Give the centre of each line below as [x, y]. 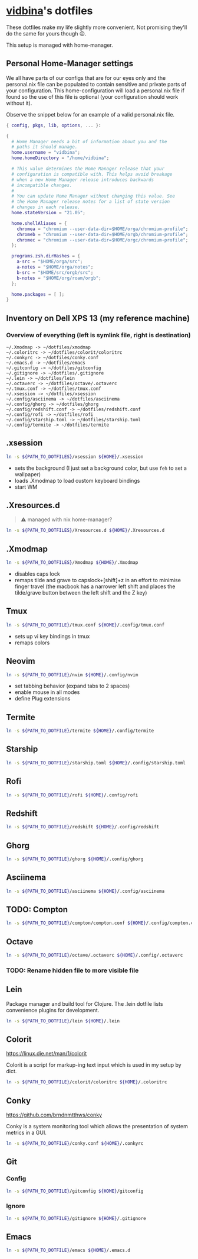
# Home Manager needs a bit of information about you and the [89, 141]
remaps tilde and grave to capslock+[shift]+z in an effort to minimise [98, 580]
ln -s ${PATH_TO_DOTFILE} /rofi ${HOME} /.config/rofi [72, 795]
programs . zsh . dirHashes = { [46, 256]
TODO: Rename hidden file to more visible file [72, 970]
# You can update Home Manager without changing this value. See [93, 196]
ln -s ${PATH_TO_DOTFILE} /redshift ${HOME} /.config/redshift [83, 827]
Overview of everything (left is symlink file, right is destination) [98, 335]
